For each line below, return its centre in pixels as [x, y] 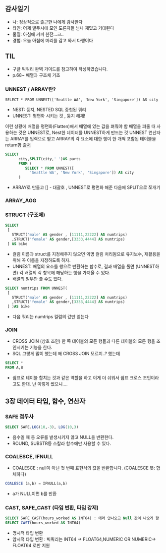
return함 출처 [18, 145]
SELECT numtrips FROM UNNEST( [36, 288]
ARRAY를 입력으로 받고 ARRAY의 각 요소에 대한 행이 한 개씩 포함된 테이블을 [83, 138]
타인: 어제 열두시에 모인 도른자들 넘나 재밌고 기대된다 [63, 28]
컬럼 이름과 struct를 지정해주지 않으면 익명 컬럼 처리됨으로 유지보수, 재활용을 [86, 254]
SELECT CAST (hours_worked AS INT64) [43, 523]
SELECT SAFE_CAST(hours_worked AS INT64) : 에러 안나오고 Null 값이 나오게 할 [82, 518]
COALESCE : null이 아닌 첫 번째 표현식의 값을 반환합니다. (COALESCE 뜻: [83, 468]
